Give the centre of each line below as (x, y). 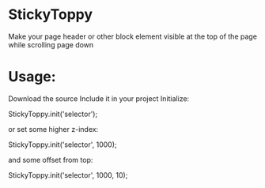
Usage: (32, 77)
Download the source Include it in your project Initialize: (99, 98)
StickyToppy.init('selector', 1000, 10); (68, 175)
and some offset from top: (51, 160)
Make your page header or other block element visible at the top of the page (132, 36)
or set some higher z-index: (53, 129)
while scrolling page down (51, 44)
